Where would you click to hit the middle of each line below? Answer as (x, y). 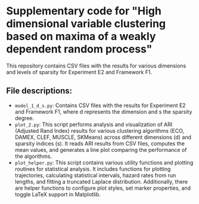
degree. (24, 118)
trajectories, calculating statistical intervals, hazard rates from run (95, 175)
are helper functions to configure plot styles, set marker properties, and (103, 188)
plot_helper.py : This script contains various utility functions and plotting (104, 162)
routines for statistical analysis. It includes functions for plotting (93, 169)
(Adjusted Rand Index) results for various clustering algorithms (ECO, (99, 130)
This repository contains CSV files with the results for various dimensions (96, 66)
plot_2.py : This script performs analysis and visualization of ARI (94, 124)
